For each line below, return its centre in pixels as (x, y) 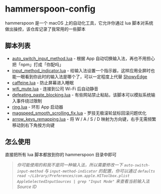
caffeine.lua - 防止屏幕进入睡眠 (43, 82)
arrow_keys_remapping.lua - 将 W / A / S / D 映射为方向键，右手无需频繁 (84, 119)
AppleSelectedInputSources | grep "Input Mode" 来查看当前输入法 (83, 181)
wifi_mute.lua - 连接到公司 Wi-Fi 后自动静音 (55, 89)
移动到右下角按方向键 (33, 125)
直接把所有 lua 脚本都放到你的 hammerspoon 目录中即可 (61, 154)
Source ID (27, 186)
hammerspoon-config (50, 9)
